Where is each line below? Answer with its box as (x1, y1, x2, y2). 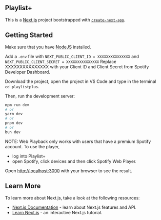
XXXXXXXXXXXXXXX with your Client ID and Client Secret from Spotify (5, 63, 149, 70)
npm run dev (5, 102, 29, 107)
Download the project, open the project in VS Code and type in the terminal (5, 78, 157, 84)
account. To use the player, (5, 143, 60, 149)
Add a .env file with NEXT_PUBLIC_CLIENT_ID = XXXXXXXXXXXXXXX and (5, 53, 139, 59)
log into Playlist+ (12, 153, 46, 159)
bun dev (5, 129, 21, 135)
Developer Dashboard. (5, 69, 50, 75)
